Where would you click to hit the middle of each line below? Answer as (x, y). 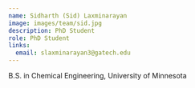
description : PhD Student (51, 30)
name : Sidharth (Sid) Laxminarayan (68, 16)
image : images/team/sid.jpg (55, 23)
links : (19, 46)
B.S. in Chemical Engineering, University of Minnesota (97, 76)
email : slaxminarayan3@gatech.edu (73, 53)
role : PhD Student (39, 38)
